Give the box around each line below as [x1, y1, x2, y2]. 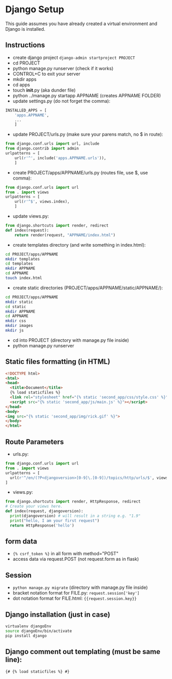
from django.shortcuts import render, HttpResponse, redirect [5, 499, 141, 505]
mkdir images [5, 323, 33, 328]
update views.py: [12, 213, 49, 219]
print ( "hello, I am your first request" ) [10, 518, 100, 523]
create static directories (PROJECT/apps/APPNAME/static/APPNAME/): [12, 284, 163, 291]
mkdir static [5, 299, 33, 304]
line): [5, 655, 22, 664]
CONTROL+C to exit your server [12, 71, 80, 77]
